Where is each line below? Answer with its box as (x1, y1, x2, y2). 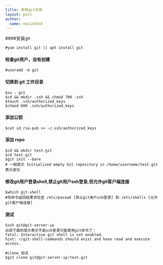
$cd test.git (5, 153, 32, 158)
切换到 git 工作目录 (5, 79, 44, 85)
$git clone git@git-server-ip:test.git (5, 255, 88, 260)
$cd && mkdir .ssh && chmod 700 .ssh (5, 94, 83, 99)
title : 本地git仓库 (5, 7, 43, 12)
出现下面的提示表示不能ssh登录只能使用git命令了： (5, 228, 96, 233)
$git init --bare (5, 157, 41, 162)
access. (5, 241, 21, 246)
